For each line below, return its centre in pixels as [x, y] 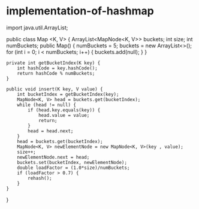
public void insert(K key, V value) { [55, 89]
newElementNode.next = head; [53, 157]
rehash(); [40, 178]
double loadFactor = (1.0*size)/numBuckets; [73, 168]
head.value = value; [64, 115]
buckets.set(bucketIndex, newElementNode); [72, 162]
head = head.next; [51, 131]
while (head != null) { [47, 105]
